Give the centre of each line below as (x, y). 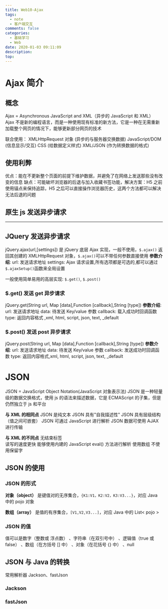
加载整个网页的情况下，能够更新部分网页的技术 (53, 129)
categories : (17, 33)
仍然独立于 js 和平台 (26, 404)
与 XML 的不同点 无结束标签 (34, 438)
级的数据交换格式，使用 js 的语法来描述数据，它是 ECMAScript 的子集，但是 (83, 398)
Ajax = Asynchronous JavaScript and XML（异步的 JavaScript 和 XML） (79, 116)
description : (19, 52)
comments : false (22, 29)
